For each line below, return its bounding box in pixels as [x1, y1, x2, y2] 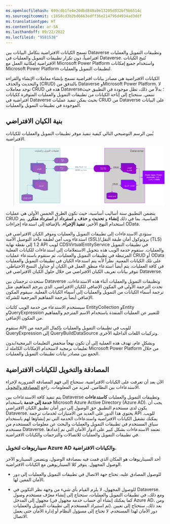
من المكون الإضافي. [6, 315, 44, 321]
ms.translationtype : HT [6, 19, 56, 24]
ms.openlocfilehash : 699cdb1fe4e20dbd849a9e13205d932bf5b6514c [6, 8, 142, 13]
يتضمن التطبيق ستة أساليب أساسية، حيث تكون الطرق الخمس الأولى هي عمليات [6, 210, 156, 216]
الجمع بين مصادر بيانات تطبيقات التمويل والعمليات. [6, 351, 100, 357]
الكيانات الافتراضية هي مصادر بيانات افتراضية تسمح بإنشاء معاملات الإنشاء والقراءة [6, 75, 160, 81]
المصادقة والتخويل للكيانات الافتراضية [6, 365, 109, 374]
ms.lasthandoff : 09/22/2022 [6, 29, 65, 35]
